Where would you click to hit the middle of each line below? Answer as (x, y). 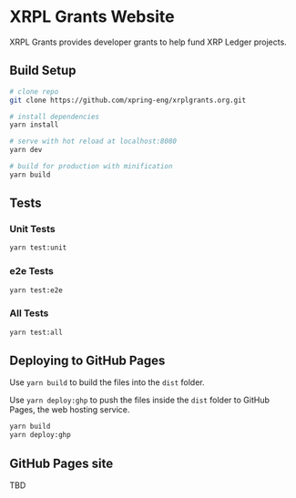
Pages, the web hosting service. (70, 410)
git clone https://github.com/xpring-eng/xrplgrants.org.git (128, 100)
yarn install (34, 125)
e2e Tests (32, 271)
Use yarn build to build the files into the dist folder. (107, 382)
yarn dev (26, 150)
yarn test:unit (38, 248)
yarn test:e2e (36, 290)
